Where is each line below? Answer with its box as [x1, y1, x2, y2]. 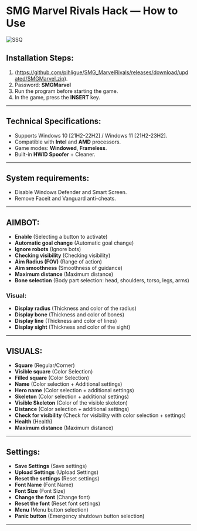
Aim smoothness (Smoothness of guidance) [14, 265, 123, 272]
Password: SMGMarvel [14, 81, 72, 88]
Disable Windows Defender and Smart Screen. [14, 189, 127, 196]
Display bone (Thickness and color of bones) [14, 311, 125, 318]
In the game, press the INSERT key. [14, 93, 101, 101]
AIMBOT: [6, 218, 40, 228]
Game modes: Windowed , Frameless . [14, 144, 107, 151]
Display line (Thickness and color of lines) [14, 318, 117, 325]
